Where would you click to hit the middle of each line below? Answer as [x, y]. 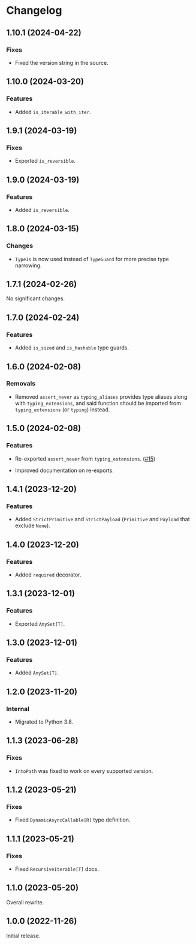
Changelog [34, 11]
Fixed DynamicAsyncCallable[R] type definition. [73, 820]
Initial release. [23, 936]
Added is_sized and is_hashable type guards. [72, 348]
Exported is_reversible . [45, 161]
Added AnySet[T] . [37, 673]
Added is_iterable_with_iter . [53, 112]
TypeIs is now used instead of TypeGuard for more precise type [92, 259]
